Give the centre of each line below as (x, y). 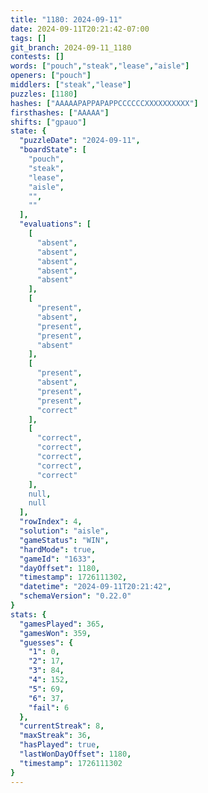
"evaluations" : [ (55, 224)
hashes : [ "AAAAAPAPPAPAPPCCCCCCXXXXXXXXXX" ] (104, 103)
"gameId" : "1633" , (58, 559)
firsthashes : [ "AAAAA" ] (60, 112)
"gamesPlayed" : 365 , (62, 624)
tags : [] (28, 38)
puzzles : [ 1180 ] (44, 94)
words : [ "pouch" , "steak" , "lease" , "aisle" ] (100, 66)
